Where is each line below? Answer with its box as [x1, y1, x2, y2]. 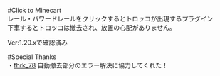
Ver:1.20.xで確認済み [7, 38, 68, 47]
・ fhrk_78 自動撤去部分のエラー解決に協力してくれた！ [7, 61, 169, 70]
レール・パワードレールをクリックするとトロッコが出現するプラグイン [7, 14, 214, 23]
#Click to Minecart [7, 6, 62, 14]
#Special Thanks [7, 53, 57, 61]
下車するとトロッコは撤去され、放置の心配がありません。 [7, 23, 176, 31]
